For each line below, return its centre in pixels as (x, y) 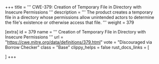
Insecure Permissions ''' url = (34, 37)
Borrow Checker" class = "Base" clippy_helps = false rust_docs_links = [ (77, 47)
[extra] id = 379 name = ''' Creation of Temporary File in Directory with (76, 32)
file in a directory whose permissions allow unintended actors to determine (79, 17)
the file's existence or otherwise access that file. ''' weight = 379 (70, 22)
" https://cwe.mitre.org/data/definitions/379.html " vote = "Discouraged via (79, 42)
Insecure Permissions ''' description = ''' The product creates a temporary (79, 12)
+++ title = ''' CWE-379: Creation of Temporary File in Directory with (73, 7)
